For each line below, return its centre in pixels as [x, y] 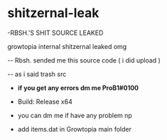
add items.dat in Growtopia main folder [74, 129]
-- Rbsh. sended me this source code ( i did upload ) [84, 60]
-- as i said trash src [37, 74]
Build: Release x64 [45, 102]
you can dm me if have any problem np [75, 115]
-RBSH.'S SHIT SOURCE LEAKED [55, 33]
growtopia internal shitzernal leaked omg [67, 46]
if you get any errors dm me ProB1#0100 [78, 87]
